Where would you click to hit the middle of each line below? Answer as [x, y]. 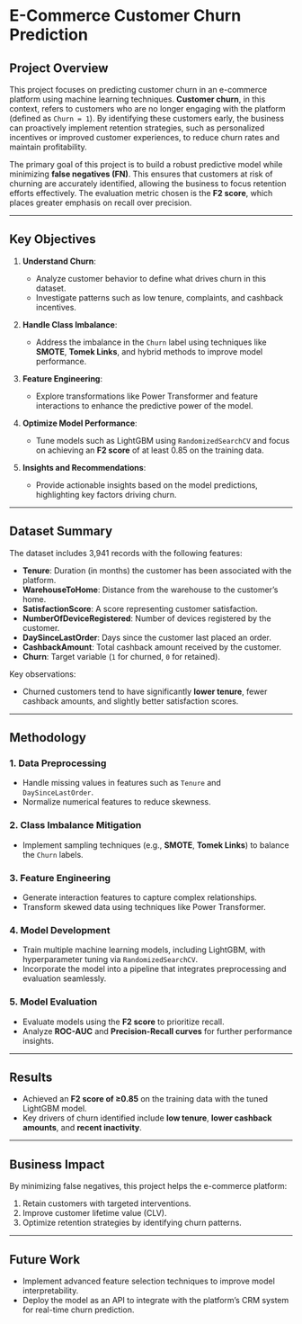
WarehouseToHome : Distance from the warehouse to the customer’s [150, 590]
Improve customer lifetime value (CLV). [94, 1213]
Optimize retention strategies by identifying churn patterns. [132, 1223]
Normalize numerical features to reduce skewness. [116, 802]
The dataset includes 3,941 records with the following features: [126, 553]
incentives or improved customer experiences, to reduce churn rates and [145, 137]
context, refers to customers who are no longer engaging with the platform [147, 108]
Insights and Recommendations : [84, 467]
